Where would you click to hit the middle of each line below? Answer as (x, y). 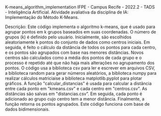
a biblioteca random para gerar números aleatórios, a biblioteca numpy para (81, 73)
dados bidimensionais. (27, 109)
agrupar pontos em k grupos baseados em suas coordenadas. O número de (80, 32)
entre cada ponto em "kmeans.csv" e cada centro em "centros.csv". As (76, 89)
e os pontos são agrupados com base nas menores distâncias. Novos (74, 52)
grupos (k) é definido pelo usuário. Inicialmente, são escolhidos (68, 37)
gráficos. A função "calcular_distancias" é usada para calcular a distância (78, 83)
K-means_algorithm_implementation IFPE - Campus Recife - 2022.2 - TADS (80, 7)
